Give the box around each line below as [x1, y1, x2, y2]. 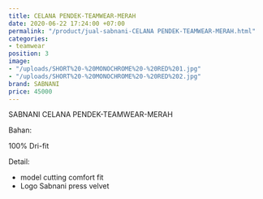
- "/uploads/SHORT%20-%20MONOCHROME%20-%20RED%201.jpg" [8, 65, 201, 73]
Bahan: [8, 125, 32, 135]
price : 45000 [8, 87, 53, 96]
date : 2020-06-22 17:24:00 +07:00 [8, 19, 126, 28]
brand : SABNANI [8, 80, 60, 88]
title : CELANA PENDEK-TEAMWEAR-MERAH [8, 11, 136, 20]
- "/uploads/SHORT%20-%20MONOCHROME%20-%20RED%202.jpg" [8, 72, 201, 80]
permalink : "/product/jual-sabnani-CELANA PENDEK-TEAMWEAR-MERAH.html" [8, 27, 256, 35]
